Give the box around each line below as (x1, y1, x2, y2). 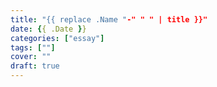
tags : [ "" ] (10, 42, 56, 53)
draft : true (10, 61, 60, 71)
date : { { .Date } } (10, 24, 87, 34)
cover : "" (10, 52, 52, 62)
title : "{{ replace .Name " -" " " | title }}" (10, 14, 208, 25)
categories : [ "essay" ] (10, 33, 105, 43)
